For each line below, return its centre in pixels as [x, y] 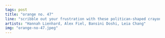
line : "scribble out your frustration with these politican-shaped [76, 19]
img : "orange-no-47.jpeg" [31, 28]
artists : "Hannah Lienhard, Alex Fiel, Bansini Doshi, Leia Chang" [76, 23]
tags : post [16, 10]
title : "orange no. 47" [29, 14]
